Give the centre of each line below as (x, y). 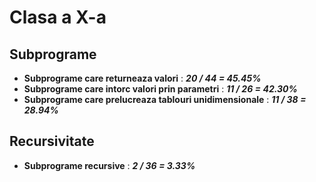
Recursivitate (52, 141)
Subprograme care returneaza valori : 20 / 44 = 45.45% (142, 78)
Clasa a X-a (58, 17)
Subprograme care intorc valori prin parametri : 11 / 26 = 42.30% (160, 89)
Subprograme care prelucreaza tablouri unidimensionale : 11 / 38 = (165, 99)
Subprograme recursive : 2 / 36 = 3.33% (109, 165)
